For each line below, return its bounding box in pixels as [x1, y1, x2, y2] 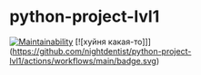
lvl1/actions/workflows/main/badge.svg [9, 55, 157, 66]
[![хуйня [75, 36, 106, 47]
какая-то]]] [107, 36, 152, 47]
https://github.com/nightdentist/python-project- [12, 45, 192, 56]
